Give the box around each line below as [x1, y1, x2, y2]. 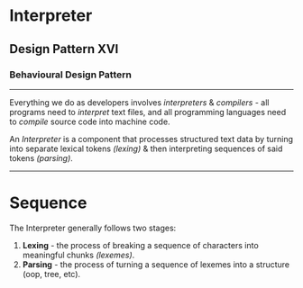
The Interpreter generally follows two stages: [9, 222, 177, 233]
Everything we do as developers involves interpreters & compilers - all [9, 96, 270, 108]
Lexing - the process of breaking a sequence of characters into [22, 239, 259, 250]
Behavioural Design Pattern [9, 68, 133, 81]
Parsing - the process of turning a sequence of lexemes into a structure [22, 258, 290, 270]
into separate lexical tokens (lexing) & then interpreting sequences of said [9, 143, 283, 154]
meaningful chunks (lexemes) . [22, 249, 135, 260]
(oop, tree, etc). [22, 268, 81, 279]
